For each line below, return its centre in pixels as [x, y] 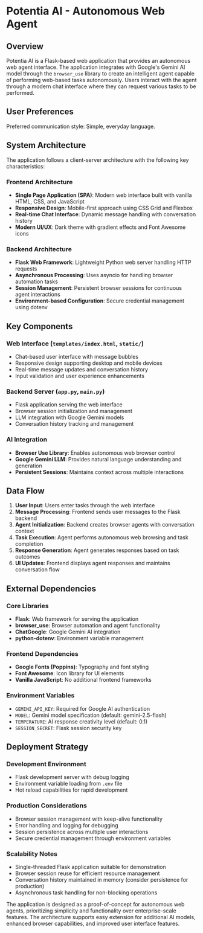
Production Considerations [47, 806]
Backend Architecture [39, 249]
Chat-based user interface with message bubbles [77, 356]
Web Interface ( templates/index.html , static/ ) [75, 344]
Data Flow [25, 491]
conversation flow [37, 569]
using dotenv [31, 307]
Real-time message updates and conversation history [82, 369]
